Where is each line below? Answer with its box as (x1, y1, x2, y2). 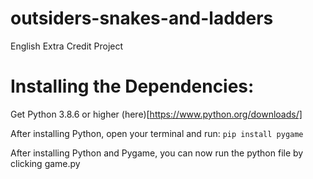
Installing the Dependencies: (10, 75, 255, 98)
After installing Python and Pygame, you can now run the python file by (10, 147, 304, 159)
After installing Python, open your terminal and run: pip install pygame (10, 127, 304, 139)
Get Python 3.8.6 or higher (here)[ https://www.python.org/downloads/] (10, 108, 303, 120)
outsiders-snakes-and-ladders (10, 7, 274, 30)
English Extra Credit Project (10, 40, 124, 52)
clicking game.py (10, 157, 81, 169)
